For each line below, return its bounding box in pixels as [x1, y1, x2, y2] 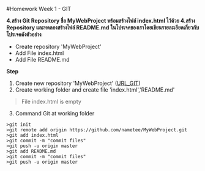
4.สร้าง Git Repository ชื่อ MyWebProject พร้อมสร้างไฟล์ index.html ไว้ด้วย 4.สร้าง [6, 17, 196, 24]
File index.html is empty [21, 98, 81, 105]
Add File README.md [15, 56, 70, 63]
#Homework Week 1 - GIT [6, 5, 72, 12]
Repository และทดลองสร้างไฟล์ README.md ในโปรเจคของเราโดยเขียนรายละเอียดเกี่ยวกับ [6, 24, 199, 31]
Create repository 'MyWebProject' [15, 43, 102, 50]
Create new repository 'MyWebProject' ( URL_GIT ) [15, 79, 141, 87]
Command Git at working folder [15, 110, 95, 117]
